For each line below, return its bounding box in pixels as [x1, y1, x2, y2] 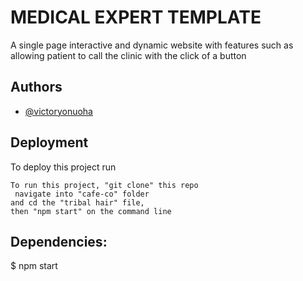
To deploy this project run [10, 161, 117, 173]
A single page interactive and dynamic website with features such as [10, 39, 294, 51]
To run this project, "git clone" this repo [10, 180, 199, 190]
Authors [10, 79, 63, 96]
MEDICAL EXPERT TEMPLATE [10, 6, 262, 29]
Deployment [10, 134, 89, 151]
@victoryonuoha [24, 105, 93, 117]
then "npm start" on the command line [10, 206, 172, 216]
